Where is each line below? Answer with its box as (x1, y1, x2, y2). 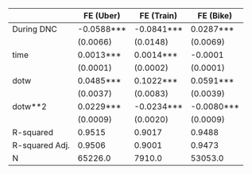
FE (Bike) (197, 10, 233, 21)
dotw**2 (12, 101, 48, 112)
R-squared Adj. (12, 140, 70, 150)
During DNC (12, 24, 57, 34)
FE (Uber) (83, 10, 121, 21)
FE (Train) (139, 10, 177, 21)
